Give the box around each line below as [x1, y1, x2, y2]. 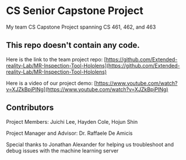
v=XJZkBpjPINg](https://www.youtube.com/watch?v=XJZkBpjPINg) [6, 86, 169, 93]
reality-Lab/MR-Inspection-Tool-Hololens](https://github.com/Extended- [6, 62, 180, 69]
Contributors [6, 103, 54, 113]
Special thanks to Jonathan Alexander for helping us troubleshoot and [6, 141, 174, 148]
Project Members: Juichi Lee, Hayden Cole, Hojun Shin [6, 118, 138, 125]
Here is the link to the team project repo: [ [6, 55, 106, 62]
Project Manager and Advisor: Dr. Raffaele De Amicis [6, 130, 133, 137]
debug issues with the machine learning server [6, 147, 119, 154]
